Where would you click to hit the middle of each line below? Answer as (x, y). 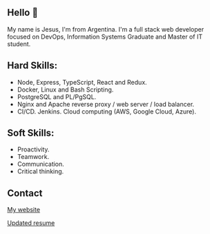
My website (23, 210)
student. (19, 44)
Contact (25, 193)
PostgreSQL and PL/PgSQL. (57, 96)
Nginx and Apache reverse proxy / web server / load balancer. (106, 104)
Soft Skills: (31, 133)
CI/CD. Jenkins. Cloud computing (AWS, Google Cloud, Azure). (107, 111)
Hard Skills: (32, 66)
